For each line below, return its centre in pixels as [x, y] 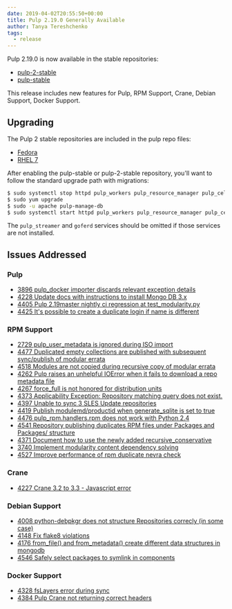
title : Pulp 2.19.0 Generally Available [66, 20]
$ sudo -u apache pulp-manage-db [55, 206]
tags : [15, 33]
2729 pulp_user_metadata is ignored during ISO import [95, 345]
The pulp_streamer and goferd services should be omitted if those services [114, 226]
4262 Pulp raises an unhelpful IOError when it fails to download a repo [117, 374]
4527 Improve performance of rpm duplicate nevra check [99, 455]
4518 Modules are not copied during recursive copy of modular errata [116, 367]
